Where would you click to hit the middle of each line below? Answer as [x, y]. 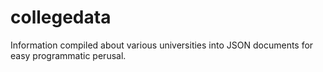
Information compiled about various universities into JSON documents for [162, 45]
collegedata [61, 17]
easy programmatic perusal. [68, 55]
